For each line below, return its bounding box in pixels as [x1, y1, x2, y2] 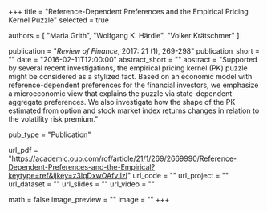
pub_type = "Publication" [8, 130, 91, 139]
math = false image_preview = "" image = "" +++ [8, 195, 170, 204]
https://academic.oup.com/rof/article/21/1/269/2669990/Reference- [11, 154, 237, 163]
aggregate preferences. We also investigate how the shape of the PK [8, 98, 236, 106]
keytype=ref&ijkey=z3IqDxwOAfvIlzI [8, 171, 128, 180]
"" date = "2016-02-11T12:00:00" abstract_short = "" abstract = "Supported [8, 55, 258, 64]
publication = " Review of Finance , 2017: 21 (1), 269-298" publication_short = [8, 46, 261, 55]
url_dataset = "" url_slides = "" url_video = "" [8, 179, 155, 189]
